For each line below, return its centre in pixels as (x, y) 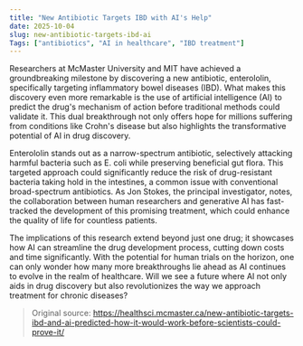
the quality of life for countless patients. (84, 220)
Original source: (62, 313)
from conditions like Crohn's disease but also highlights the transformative (148, 126)
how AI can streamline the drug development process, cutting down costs (147, 248)
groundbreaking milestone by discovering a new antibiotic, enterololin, (140, 79)
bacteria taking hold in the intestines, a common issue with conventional (144, 182)
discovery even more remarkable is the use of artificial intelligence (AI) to (146, 98)
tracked (24, 211)
